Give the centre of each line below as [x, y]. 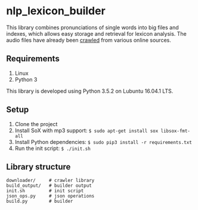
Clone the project [36, 124]
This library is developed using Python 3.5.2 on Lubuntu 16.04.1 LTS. [90, 91]
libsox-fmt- [176, 131]
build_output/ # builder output [49, 186]
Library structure [38, 167]
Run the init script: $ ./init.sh [52, 148]
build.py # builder [40, 201]
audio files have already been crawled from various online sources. [89, 40]
